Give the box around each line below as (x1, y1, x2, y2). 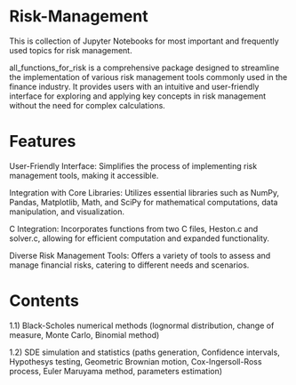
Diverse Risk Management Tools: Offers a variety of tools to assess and (9, 250, 271, 261)
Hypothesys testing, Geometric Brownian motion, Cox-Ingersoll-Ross (9, 356, 262, 366)
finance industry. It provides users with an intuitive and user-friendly (9, 81, 260, 92)
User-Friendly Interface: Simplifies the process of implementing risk (9, 160, 258, 171)
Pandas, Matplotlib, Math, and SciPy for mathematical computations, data (9, 197, 278, 207)
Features (9, 132, 76, 152)
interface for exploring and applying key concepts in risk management (9, 91, 267, 101)
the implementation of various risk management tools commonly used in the (9, 71, 288, 82)
